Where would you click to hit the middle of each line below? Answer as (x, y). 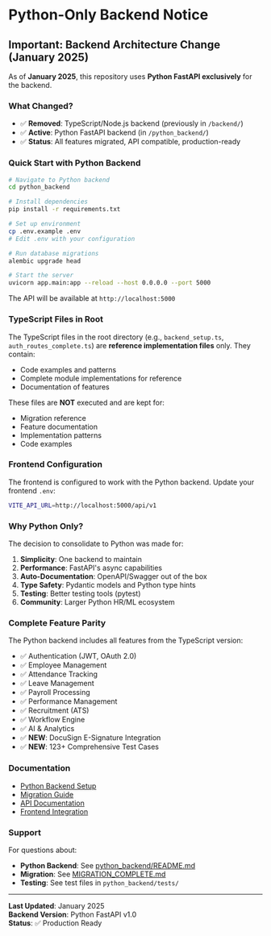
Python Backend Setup (58, 786)
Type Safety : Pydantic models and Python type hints (108, 584)
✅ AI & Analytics (47, 729)
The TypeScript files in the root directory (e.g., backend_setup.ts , (116, 337)
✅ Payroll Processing (55, 693)
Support (25, 832)
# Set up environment (45, 224)
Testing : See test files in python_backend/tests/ (99, 882)
